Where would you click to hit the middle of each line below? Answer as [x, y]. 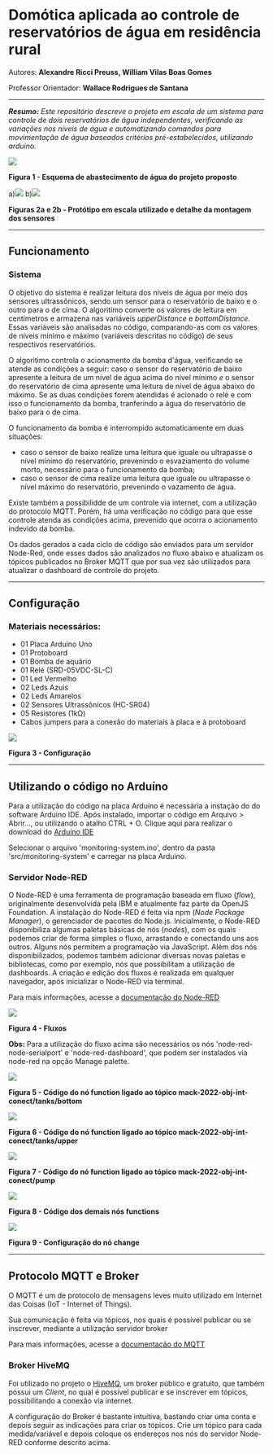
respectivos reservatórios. [52, 344]
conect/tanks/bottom [45, 1101]
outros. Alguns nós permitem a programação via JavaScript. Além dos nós [133, 947]
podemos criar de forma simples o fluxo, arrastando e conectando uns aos [134, 939]
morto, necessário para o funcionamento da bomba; [107, 469]
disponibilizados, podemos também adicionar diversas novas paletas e [127, 956]
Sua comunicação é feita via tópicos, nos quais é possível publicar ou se [130, 1320]
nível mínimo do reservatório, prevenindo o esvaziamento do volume [135, 461]
